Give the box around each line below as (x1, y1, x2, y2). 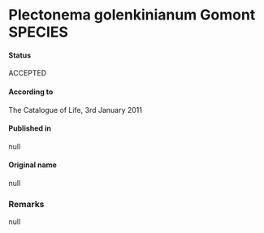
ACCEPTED (8, 68, 47, 78)
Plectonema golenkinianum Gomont (8, 6, 256, 24)
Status (8, 50, 32, 60)
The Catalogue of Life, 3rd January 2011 (8, 105, 142, 114)
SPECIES (8, 23, 69, 41)
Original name (8, 160, 57, 170)
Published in (8, 123, 51, 133)
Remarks (8, 198, 45, 209)
